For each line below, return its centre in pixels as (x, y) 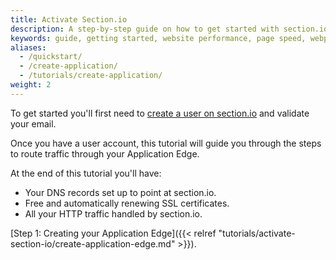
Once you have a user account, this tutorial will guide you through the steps (166, 143)
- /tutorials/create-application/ (91, 76)
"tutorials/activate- (257, 233)
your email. (33, 123)
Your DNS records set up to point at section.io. (120, 192)
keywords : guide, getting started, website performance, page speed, (158, 38)
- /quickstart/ (51, 57)
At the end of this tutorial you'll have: (86, 173)
